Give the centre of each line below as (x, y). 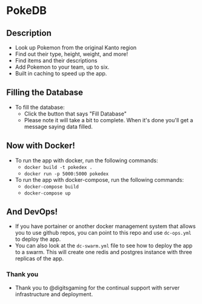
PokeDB (27, 11)
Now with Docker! (41, 146)
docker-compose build (51, 187)
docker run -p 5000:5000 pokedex (66, 174)
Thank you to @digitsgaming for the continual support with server (97, 288)
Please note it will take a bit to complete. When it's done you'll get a (109, 120)
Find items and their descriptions (56, 60)
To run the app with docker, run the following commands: (86, 160)
